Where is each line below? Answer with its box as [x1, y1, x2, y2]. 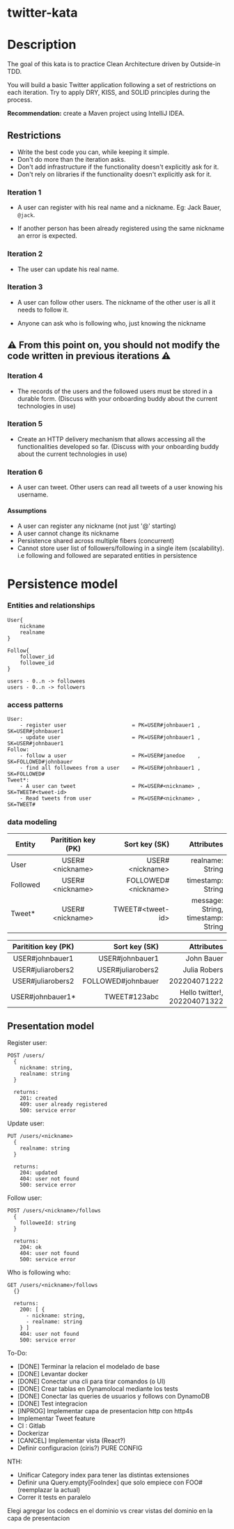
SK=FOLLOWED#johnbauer [7, 759, 73, 766]
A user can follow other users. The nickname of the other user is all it [17, 298, 216, 306]
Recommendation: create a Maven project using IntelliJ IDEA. [7, 109, 185, 118]
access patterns [7, 699, 64, 709]
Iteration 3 [7, 282, 43, 292]
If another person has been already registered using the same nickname [17, 225, 225, 233]
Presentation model [7, 1020, 95, 1032]
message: [191, 896, 224, 906]
